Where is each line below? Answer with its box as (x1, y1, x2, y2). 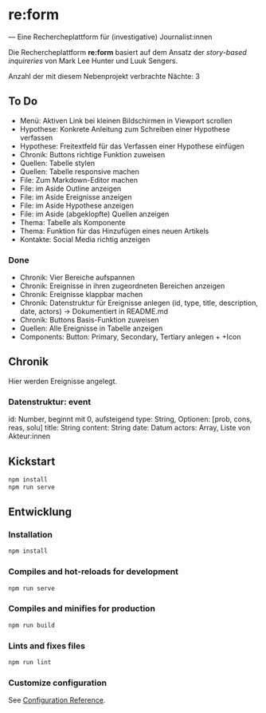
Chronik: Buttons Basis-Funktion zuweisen (19, 315, 159, 325)
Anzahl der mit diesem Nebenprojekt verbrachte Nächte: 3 (8, 71, 201, 81)
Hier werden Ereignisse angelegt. (8, 376, 118, 386)
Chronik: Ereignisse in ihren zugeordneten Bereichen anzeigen (19, 281, 225, 291)
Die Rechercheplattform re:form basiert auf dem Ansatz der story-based (8, 47, 247, 57)
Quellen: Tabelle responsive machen (19, 166, 139, 176)
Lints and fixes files (8, 640, 86, 652)
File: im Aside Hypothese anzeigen (19, 200, 134, 210)
